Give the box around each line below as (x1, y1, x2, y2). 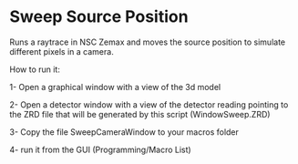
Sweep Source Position (9, 6, 189, 27)
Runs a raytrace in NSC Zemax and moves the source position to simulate (9, 36, 286, 47)
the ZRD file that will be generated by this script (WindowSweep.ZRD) (9, 108, 271, 119)
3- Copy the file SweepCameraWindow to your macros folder (9, 126, 240, 138)
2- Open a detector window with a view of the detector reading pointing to (9, 98, 289, 110)
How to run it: (9, 64, 61, 75)
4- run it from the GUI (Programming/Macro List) (9, 144, 191, 155)
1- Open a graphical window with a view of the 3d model (9, 81, 221, 92)
